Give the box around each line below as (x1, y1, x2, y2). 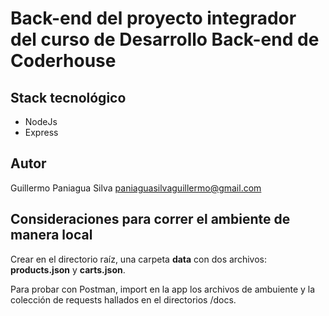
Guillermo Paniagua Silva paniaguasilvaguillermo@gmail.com (10, 182, 262, 194)
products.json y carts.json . (10, 263, 126, 276)
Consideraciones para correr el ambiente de (10, 211, 291, 228)
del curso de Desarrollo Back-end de (10, 28, 320, 51)
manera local (10, 227, 93, 244)
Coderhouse (10, 50, 117, 72)
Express (24, 127, 59, 138)
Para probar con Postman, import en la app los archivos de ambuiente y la (10, 283, 316, 295)
